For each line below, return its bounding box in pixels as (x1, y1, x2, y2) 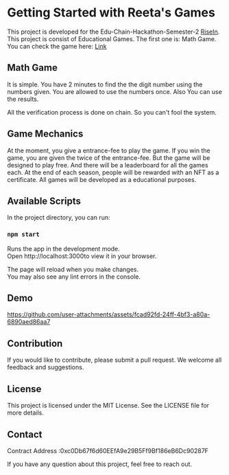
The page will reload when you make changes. (7, 265, 139, 273)
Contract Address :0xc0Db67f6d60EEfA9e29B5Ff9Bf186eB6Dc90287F (7, 446, 209, 454)
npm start (7, 231, 40, 238)
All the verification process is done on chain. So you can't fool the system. (7, 108, 217, 116)
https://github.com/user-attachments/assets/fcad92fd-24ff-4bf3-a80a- (7, 310, 210, 318)
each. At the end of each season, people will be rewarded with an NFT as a (7, 168, 219, 176)
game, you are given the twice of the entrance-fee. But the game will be (7, 153, 210, 162)
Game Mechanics (7, 128, 84, 140)
